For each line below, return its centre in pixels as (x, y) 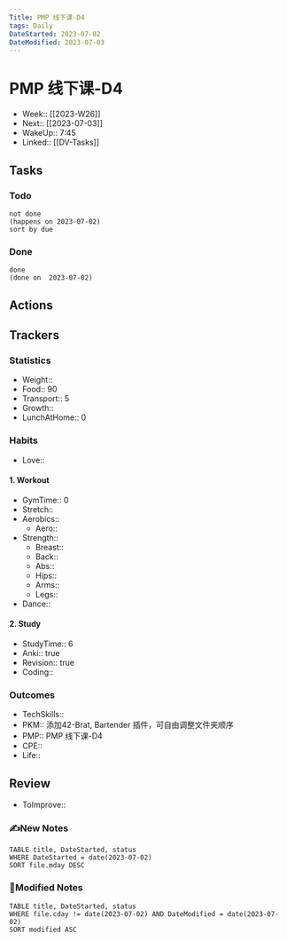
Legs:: (47, 594)
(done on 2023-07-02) (51, 278)
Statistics (30, 360)
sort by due (31, 229)
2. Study (25, 624)
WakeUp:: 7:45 (49, 133)
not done (25, 214)
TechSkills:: (43, 715)
